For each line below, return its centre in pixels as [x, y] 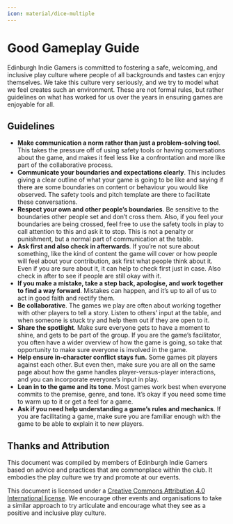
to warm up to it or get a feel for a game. [75, 402]
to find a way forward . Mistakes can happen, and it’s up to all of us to [117, 291]
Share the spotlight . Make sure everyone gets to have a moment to [114, 328]
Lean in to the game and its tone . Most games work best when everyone [122, 387]
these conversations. [47, 202]
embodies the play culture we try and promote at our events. [94, 477]
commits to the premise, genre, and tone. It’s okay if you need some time [121, 395]
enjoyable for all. [31, 104]
